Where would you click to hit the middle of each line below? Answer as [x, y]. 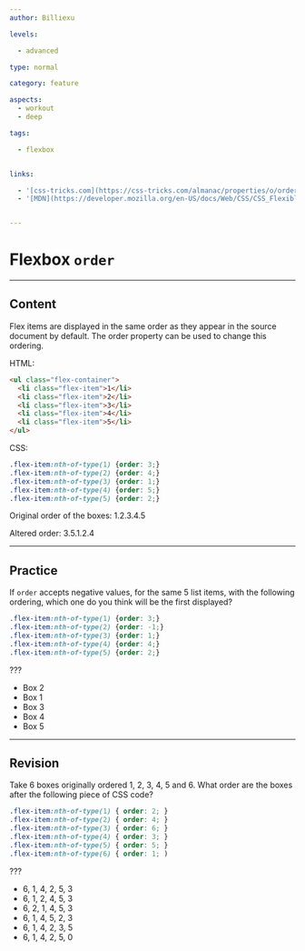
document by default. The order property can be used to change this [138, 335]
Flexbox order [62, 260]
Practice [34, 571]
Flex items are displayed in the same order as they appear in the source [143, 326]
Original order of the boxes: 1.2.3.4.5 [78, 516]
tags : [20, 133]
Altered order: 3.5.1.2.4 [52, 534]
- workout [36, 109]
